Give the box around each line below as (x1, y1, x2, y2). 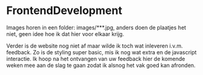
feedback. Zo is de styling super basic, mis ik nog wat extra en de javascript (6, 48, 197, 55)
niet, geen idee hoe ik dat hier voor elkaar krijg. (6, 30, 125, 37)
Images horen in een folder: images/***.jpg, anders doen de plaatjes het (6, 24, 187, 31)
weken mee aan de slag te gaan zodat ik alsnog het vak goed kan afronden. (6, 62, 196, 69)
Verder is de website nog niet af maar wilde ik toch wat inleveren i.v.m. (6, 42, 184, 49)
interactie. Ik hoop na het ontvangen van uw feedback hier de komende (6, 55, 185, 62)
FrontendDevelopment (6, 4, 123, 18)
